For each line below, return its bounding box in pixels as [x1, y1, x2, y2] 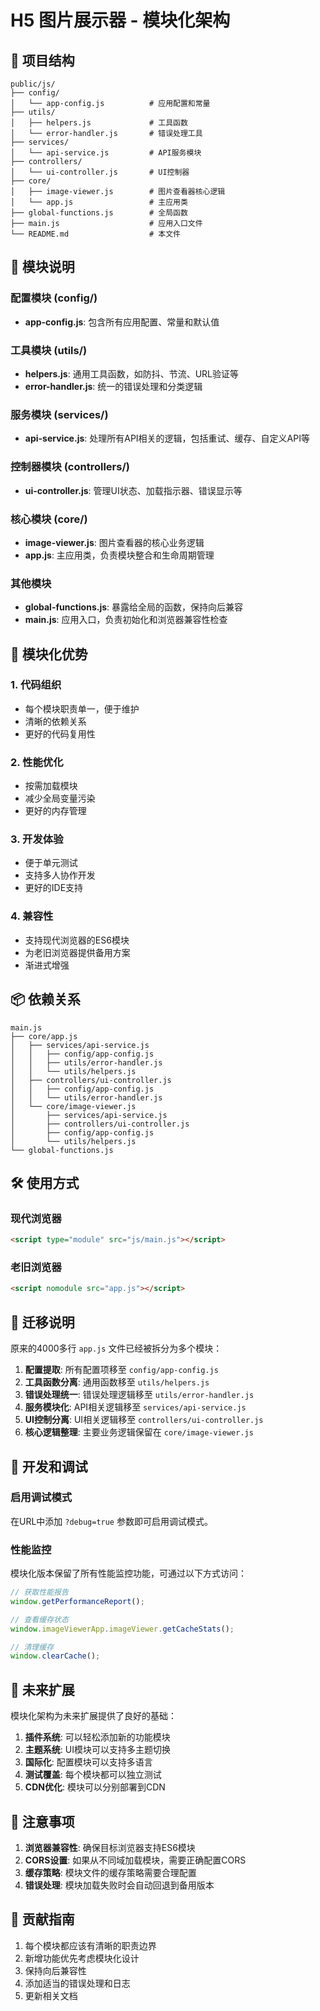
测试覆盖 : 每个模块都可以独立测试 [24, 1769, 162, 1781]
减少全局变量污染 [24, 792, 96, 805]
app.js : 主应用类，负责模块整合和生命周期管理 [24, 549, 215, 561]
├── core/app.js [10, 1031, 78, 1041]
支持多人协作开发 [24, 869, 96, 881]
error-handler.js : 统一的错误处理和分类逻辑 [24, 380, 203, 392]
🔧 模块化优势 [10, 646, 88, 663]
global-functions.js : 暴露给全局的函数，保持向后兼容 [24, 601, 244, 613]
